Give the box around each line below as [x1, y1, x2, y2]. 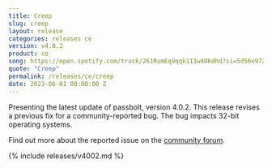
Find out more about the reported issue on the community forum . [8, 135, 225, 144]
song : [8, 58, 27, 66]
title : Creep [8, 11, 53, 20]
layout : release [8, 27, 63, 35]
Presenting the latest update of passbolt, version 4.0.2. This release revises [8, 102, 261, 112]
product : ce [8, 50, 49, 58]
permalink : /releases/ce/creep [8, 72, 114, 80]
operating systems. [8, 119, 73, 129]
